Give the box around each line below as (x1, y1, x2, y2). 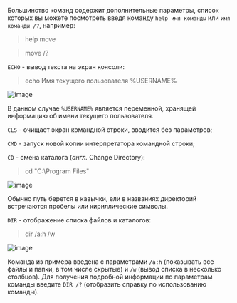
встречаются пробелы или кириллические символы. (7, 202, 169, 210)
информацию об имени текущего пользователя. (7, 112, 154, 120)
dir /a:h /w (24, 230, 56, 238)
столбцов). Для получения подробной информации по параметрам (7, 272, 213, 281)
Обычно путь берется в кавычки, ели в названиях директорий (7, 195, 197, 202)
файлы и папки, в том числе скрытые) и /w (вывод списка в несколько (7, 265, 222, 273)
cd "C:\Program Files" (24, 167, 90, 175)
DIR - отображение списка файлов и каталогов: (7, 216, 152, 224)
